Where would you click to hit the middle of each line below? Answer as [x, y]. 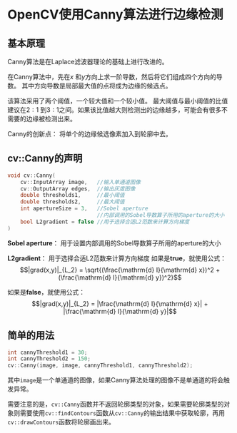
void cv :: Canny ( [31, 175]
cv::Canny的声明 [45, 159]
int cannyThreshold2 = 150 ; [49, 359]
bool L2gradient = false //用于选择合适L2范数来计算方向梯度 [105, 222]
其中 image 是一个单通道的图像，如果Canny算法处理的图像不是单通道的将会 [116, 380]
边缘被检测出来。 [51, 119]
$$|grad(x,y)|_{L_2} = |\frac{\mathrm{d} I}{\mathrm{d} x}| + [120, 303]
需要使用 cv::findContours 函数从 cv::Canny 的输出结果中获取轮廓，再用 [122, 413]
